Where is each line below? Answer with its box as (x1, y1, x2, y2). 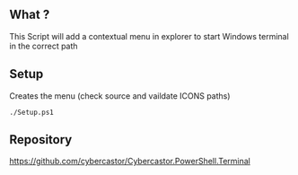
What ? (9, 7, 50, 22)
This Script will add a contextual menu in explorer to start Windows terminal (9, 31, 289, 41)
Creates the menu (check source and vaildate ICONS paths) (9, 90, 231, 101)
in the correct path (9, 40, 78, 51)
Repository (9, 132, 73, 147)
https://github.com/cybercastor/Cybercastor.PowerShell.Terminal (9, 156, 251, 167)
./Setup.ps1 (9, 108, 54, 117)
